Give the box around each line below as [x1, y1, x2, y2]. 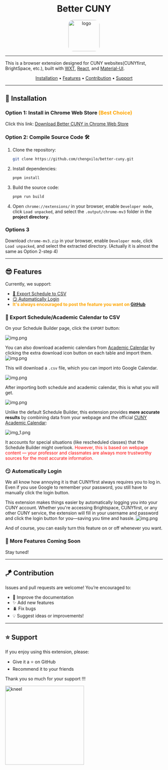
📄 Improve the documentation [12, 595, 74, 601]
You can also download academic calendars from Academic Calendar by [5, 344, 155, 350]
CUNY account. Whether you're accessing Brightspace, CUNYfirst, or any [5, 505, 157, 511]
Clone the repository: [12, 146, 56, 153]
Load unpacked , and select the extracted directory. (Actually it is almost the [5, 243, 158, 249]
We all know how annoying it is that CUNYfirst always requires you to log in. [5, 479, 161, 485]
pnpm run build [12, 194, 44, 199]
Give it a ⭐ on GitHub [12, 659, 56, 665]
